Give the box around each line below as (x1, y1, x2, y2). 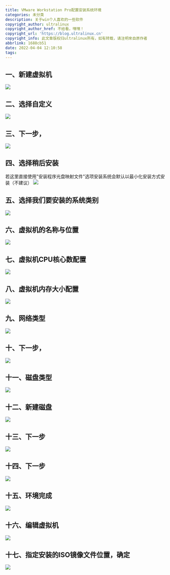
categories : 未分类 (5, 12, 44, 17)
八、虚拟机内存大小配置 (5, 285, 79, 293)
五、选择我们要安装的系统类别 (5, 196, 99, 205)
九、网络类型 (5, 314, 46, 323)
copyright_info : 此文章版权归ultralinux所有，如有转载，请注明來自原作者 (5, 36, 148, 41)
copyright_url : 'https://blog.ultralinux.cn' (5, 31, 103, 36)
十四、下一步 (5, 462, 46, 471)
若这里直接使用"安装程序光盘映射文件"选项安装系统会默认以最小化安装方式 (5, 173, 161, 179)
